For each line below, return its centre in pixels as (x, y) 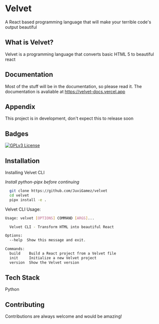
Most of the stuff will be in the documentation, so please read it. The (73, 86)
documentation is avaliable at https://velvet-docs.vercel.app (65, 91)
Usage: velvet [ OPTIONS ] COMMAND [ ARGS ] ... (50, 218)
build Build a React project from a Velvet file (63, 253)
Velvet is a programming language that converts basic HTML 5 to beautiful (79, 54)
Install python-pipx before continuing (42, 182)
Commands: (15, 249)
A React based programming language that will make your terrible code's (78, 22)
